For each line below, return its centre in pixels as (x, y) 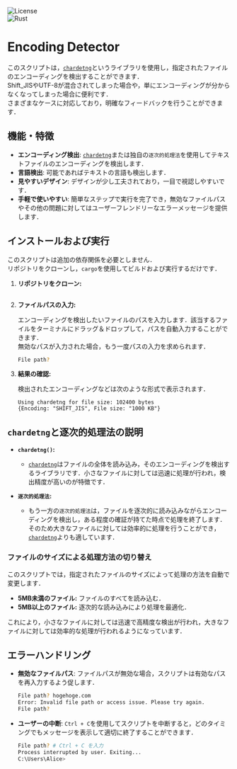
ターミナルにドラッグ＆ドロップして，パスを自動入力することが (129, 329)
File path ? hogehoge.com (54, 696)
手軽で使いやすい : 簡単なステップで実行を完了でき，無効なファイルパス (122, 199)
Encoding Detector (64, 47)
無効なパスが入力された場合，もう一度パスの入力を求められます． (114, 346)
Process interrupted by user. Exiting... (80, 752)
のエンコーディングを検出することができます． (75, 76)
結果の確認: (34, 374)
